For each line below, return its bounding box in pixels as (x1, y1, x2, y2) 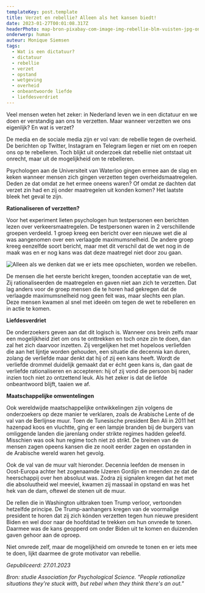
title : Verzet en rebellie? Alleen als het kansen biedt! (6, 15, 157, 21)
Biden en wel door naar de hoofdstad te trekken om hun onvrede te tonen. (6, 518, 193, 525)
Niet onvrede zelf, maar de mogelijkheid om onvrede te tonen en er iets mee (6, 543, 198, 550)
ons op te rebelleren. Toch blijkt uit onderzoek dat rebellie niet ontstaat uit (6, 148, 192, 156)
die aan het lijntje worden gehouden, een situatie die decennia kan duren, (6, 348, 191, 355)
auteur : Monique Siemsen (6, 37, 70, 43)
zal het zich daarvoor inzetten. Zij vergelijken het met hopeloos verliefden (6, 341, 191, 348)
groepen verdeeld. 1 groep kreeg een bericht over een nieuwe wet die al (6, 229, 187, 237)
